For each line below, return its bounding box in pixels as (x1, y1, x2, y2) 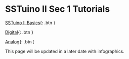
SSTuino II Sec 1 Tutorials (5, 3, 110, 15)
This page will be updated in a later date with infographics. (5, 48, 125, 54)
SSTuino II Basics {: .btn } (5, 20, 56, 26)
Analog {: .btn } (5, 38, 35, 45)
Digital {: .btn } (5, 29, 34, 35)
